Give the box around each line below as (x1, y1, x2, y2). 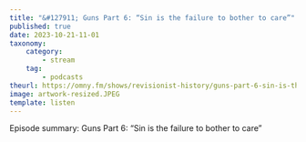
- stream (42, 56, 76, 65)
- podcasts (42, 73, 84, 82)
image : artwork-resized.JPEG (9, 89, 120, 98)
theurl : (9, 81, 39, 90)
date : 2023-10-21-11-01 (9, 30, 100, 39)
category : (25, 47, 64, 56)
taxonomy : (9, 38, 47, 48)
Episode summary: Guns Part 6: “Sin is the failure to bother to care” (9, 123, 262, 134)
